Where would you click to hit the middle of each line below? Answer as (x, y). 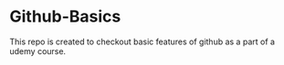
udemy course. (38, 51)
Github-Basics (65, 17)
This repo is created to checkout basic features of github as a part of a (142, 42)
